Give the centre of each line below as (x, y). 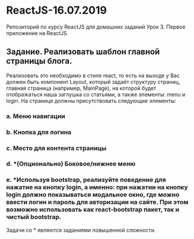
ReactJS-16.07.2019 (56, 10)
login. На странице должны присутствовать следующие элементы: (91, 100)
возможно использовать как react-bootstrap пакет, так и (93, 210)
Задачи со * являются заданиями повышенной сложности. (81, 230)
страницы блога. (39, 61)
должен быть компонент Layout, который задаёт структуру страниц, (93, 81)
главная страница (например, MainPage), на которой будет (81, 88)
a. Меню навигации (36, 116)
